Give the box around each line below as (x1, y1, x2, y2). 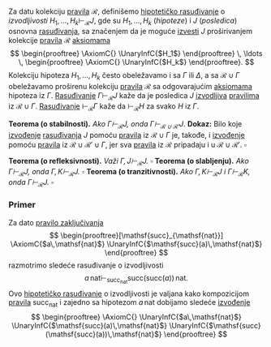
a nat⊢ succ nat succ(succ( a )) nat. (84, 272, 189, 285)
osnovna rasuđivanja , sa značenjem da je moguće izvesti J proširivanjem (8, 26, 253, 36)
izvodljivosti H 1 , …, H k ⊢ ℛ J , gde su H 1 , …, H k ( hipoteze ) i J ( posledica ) (8, 15, 238, 27)
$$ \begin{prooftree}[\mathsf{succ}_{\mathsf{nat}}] (49, 230, 224, 240)
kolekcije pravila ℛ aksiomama (8, 35, 111, 45)
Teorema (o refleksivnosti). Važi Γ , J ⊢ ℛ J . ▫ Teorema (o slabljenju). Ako (8, 156, 249, 168)
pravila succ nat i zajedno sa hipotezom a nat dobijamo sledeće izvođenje (8, 297, 251, 309)
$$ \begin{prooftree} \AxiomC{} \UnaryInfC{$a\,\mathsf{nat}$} (31, 311, 242, 322)
